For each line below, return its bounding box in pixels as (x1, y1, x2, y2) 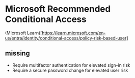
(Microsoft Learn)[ (5, 30, 42, 36)
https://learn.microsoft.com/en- (41, 30, 106, 36)
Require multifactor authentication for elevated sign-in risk (12, 62, 131, 68)
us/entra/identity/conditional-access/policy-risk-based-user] (5, 35, 129, 41)
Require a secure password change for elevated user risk (12, 67, 128, 73)
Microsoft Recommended (5, 3, 111, 15)
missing (5, 49, 30, 58)
